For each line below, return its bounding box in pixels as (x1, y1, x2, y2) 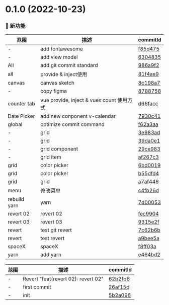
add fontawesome (40, 45, 83, 52)
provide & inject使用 (40, 71, 88, 78)
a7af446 (138, 178, 159, 185)
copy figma (40, 88, 67, 95)
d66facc (138, 100, 158, 107)
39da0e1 (138, 137, 160, 144)
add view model (40, 54, 78, 61)
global (8, 121, 23, 128)
